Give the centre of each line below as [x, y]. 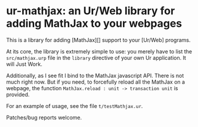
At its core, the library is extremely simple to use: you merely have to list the [99, 51]
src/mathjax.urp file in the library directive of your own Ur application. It [96, 58]
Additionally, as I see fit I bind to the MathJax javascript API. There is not [95, 75]
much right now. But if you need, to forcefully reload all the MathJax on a [96, 82]
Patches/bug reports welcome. [44, 118]
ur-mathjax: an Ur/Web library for [91, 11]
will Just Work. [24, 64]
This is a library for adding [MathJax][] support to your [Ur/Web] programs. [98, 40]
